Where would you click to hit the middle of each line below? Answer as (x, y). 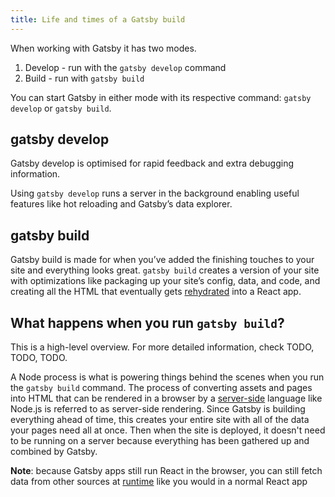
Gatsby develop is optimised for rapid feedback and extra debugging (152, 163)
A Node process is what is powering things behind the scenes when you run (167, 377)
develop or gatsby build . (61, 108)
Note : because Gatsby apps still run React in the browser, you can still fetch (166, 471)
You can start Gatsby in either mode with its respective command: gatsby (161, 97)
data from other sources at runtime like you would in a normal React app (159, 482)
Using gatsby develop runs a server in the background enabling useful (155, 193)
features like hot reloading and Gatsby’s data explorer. (121, 204)
